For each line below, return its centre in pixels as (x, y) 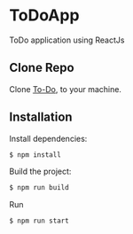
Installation (41, 117)
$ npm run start (39, 221)
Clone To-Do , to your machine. (66, 89)
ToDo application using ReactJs (67, 40)
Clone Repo (42, 68)
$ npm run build (39, 188)
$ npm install (35, 155)
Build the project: (40, 172)
